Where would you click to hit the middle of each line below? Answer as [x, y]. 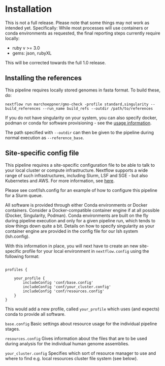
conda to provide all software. [35, 314]
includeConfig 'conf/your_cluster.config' [67, 287]
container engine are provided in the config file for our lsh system [72, 231]
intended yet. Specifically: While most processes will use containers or [77, 28]
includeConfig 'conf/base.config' [58, 282]
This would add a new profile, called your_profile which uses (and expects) [82, 309]
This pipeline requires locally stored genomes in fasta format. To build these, [83, 90]
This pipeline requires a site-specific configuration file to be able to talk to [80, 165]
